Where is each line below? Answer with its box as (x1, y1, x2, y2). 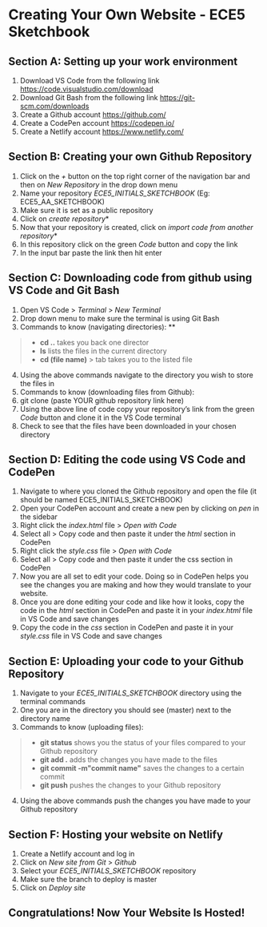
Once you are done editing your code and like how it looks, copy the (19, 597, 245, 607)
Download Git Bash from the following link (19, 93, 158, 102)
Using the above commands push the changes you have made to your (19, 796, 251, 806)
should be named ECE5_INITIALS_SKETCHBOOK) (19, 495, 183, 505)
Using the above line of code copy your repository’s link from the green (19, 404, 255, 413)
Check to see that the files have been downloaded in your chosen (19, 421, 237, 430)
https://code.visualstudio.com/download (19, 84, 153, 94)
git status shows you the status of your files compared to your (39, 738, 246, 748)
